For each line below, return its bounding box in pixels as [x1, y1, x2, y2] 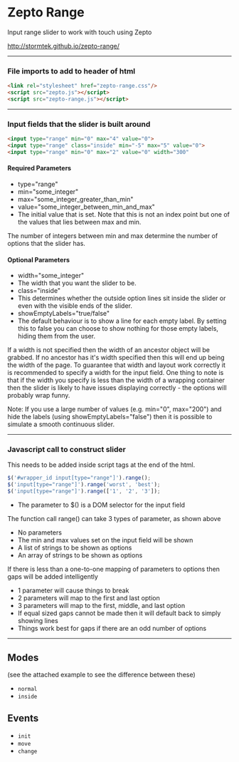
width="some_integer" [17, 272, 84, 280]
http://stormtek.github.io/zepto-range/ [7, 41, 119, 50]
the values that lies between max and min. [17, 217, 142, 226]
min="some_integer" [17, 187, 79, 196]
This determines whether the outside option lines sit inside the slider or [17, 294, 226, 303]
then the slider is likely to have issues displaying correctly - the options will [7, 383, 227, 392]
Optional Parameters [7, 255, 70, 264]
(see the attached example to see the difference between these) [7, 670, 196, 679]
